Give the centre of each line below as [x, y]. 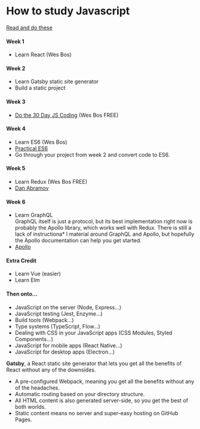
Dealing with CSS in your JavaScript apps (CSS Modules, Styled [93, 333]
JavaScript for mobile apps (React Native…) [68, 345]
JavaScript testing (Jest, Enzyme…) [59, 314]
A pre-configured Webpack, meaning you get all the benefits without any [104, 381]
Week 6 [16, 202]
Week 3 [16, 101]
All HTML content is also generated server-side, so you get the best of [101, 400]
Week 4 [16, 129]
